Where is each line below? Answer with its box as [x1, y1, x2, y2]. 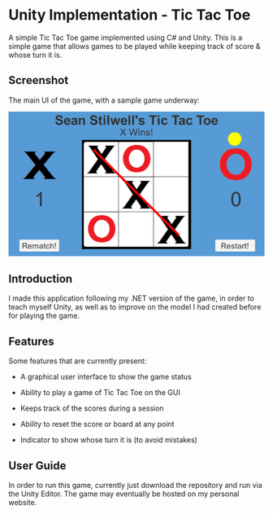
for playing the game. [8, 311, 80, 321]
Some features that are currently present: [8, 356, 147, 366]
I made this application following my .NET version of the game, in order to [8, 293, 254, 303]
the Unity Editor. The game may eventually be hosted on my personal [8, 489, 240, 499]
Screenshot [8, 73, 69, 87]
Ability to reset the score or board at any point [19, 420, 175, 429]
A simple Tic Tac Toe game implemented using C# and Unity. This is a [8, 33, 243, 42]
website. [8, 498, 37, 507]
